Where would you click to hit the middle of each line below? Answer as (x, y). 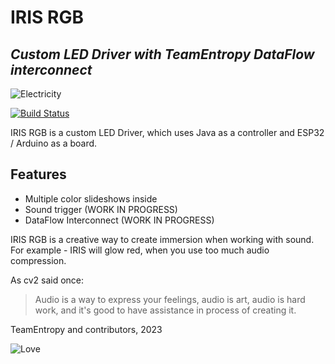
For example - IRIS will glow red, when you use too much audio (140, 250)
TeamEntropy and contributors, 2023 (86, 329)
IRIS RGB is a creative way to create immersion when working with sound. (162, 239)
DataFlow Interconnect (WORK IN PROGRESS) (119, 220)
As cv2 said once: (47, 280)
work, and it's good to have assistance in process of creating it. (165, 310)
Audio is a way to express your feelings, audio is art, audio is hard (170, 299)
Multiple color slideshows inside (91, 198)
